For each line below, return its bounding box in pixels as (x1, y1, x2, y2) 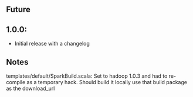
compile (6, 79, 26, 86)
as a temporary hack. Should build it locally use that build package (26, 79, 188, 86)
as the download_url (6, 85, 55, 92)
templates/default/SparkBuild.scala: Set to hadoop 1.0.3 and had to (6, 72, 168, 79)
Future (6, 5, 31, 15)
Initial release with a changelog (14, 40, 90, 47)
